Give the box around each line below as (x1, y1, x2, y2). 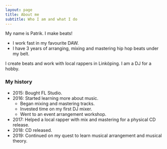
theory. (12, 137, 28, 143)
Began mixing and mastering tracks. (20, 100, 95, 106)
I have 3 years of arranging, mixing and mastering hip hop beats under (12, 46, 159, 52)
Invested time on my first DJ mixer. (20, 106, 92, 112)
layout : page (5, 7, 33, 13)
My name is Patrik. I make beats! (5, 31, 73, 37)
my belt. (12, 51, 30, 57)
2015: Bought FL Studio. (12, 90, 62, 96)
